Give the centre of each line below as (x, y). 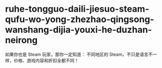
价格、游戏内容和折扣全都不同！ (46, 60)
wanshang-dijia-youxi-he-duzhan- (79, 30)
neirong (21, 40)
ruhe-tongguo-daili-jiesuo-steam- (77, 9)
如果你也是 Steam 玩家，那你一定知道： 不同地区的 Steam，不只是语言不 (79, 54)
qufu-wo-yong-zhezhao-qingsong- (80, 19)
